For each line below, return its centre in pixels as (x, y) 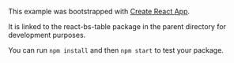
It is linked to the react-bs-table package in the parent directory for (117, 26)
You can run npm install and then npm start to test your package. (116, 50)
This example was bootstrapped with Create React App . (99, 11)
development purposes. (47, 35)
